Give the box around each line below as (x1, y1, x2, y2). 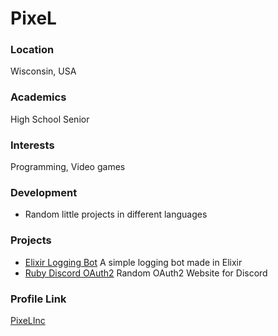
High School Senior (10, 113, 90, 125)
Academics (10, 90, 67, 104)
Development (10, 186, 78, 199)
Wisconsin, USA (10, 65, 77, 77)
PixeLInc (10, 314, 46, 326)
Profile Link (10, 292, 67, 306)
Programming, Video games (10, 161, 126, 173)
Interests (10, 138, 55, 152)
